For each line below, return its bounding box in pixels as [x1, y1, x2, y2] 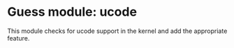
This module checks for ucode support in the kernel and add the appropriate [7, 27, 228, 35]
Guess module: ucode [7, 4, 138, 20]
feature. [7, 34, 30, 42]
